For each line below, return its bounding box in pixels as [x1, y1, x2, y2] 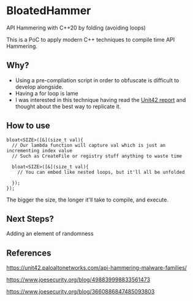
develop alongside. [15, 83, 64, 90]
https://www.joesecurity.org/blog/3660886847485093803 [6, 288, 155, 295]
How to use [6, 120, 50, 131]
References [6, 248, 51, 258]
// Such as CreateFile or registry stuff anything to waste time [12, 153, 183, 159]
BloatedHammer [6, 4, 91, 18]
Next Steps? [6, 213, 54, 224]
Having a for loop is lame [15, 90, 78, 97]
